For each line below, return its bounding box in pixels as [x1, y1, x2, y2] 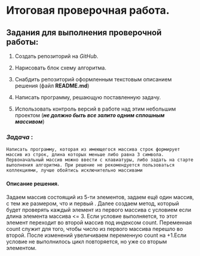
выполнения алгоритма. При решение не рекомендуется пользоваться [6, 162, 175, 168]
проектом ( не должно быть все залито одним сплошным [14, 112, 165, 118]
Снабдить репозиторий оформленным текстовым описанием [14, 76, 172, 83]
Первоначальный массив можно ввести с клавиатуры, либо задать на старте [6, 157, 194, 163]
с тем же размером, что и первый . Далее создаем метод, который [6, 200, 179, 207]
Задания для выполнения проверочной [6, 28, 162, 38]
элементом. [6, 244, 37, 251]
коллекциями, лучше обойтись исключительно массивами [6, 167, 143, 173]
